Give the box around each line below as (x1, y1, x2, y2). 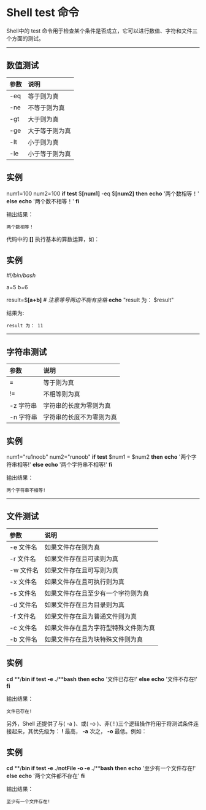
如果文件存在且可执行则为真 (44, 577, 124, 586)
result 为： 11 (6, 323, 44, 329)
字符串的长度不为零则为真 (43, 413, 118, 421)
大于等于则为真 (28, 127, 72, 135)
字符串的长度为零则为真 (43, 402, 112, 410)
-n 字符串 (9, 413, 38, 421)
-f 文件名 (9, 612, 36, 620)
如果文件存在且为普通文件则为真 (44, 612, 137, 620)
